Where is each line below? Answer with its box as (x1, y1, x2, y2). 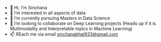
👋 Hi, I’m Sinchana (9, 5, 47, 10)
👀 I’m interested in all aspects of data (9, 10, 86, 16)
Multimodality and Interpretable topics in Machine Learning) (9, 26, 133, 32)
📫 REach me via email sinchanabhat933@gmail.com (9, 31, 118, 37)
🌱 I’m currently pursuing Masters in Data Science (9, 15, 110, 21)
